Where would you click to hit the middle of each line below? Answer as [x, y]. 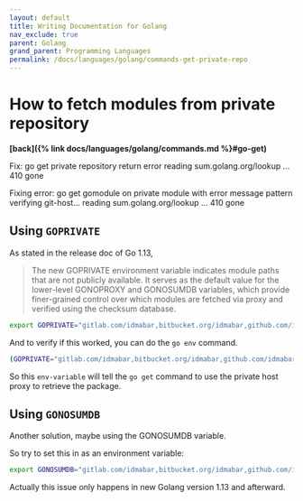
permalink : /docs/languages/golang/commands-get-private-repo [129, 60]
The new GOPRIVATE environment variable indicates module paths [155, 270]
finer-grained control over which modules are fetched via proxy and [157, 299]
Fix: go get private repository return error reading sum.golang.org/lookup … [150, 166]
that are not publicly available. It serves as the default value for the [155, 280]
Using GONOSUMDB [55, 414]
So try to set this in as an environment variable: [97, 453]
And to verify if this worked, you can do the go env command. [124, 342]
